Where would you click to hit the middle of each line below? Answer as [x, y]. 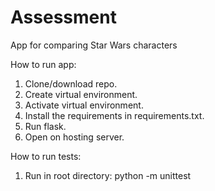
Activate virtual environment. [84, 105]
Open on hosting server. [74, 137]
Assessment [63, 17]
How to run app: [43, 64]
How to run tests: [46, 156]
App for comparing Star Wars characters [94, 45]
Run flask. [45, 126]
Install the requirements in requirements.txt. [114, 115]
